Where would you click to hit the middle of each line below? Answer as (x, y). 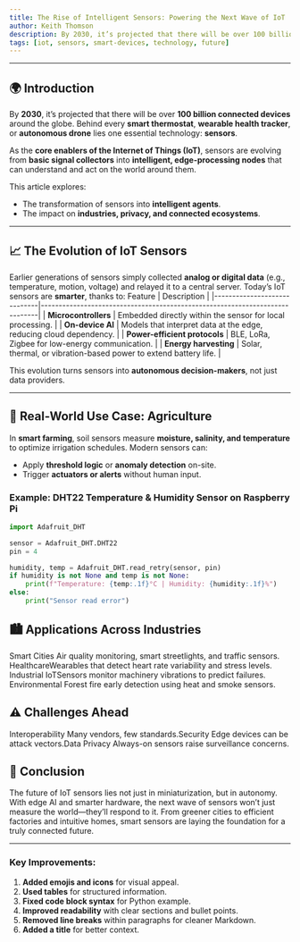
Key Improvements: (53, 862)
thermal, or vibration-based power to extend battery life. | (115, 353)
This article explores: (48, 187)
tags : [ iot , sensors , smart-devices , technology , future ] (119, 42)
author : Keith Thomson (51, 26)
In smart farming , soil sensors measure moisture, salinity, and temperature (150, 438)
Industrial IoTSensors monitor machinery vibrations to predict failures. (137, 675)
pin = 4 (24, 551)
